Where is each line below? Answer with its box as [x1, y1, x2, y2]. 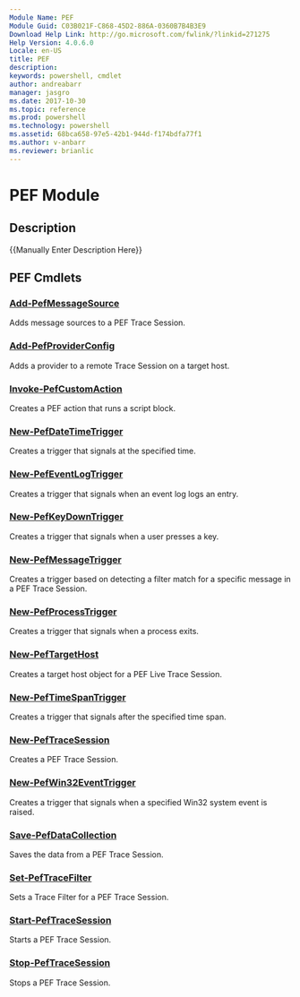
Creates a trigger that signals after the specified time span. [9, 711, 227, 722]
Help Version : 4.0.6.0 [9, 38, 94, 47]
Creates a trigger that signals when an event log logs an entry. [9, 488, 239, 499]
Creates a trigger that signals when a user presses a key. [9, 530, 219, 542]
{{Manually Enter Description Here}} [9, 244, 143, 255]
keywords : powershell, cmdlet [9, 72, 123, 81]
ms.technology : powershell [9, 122, 110, 131]
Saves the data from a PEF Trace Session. [9, 848, 164, 860]
